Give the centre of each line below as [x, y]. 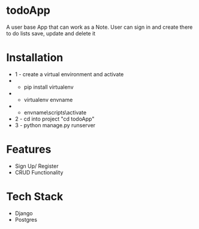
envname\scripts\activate [55, 112]
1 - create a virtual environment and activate [69, 74]
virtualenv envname [48, 100]
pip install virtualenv [49, 87]
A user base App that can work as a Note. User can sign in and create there [99, 27]
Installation [35, 58]
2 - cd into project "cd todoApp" [55, 119]
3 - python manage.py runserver [55, 125]
